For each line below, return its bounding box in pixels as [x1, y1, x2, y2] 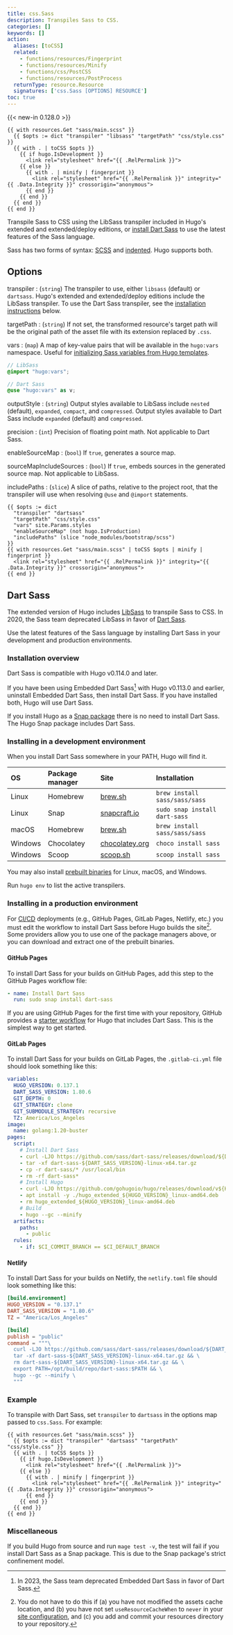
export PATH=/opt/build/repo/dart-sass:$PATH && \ [13, 1366, 163, 1373]
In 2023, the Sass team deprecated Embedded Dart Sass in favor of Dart [17, 1577, 225, 1585]
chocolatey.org [100, 839, 150, 848]
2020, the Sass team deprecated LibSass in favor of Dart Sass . [7, 615, 187, 623]
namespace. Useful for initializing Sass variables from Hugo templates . [7, 348, 209, 356]
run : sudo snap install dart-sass [13, 996, 113, 1003]
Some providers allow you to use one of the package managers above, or [7, 930, 217, 939]
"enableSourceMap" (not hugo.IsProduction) [13, 528, 141, 535]
